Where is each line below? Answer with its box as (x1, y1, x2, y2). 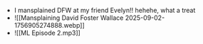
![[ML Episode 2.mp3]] (14, 28, 80, 37)
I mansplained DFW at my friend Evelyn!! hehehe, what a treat (14, 6, 196, 14)
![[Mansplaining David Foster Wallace (14, 13, 124, 22)
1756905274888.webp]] (14, 21, 85, 29)
